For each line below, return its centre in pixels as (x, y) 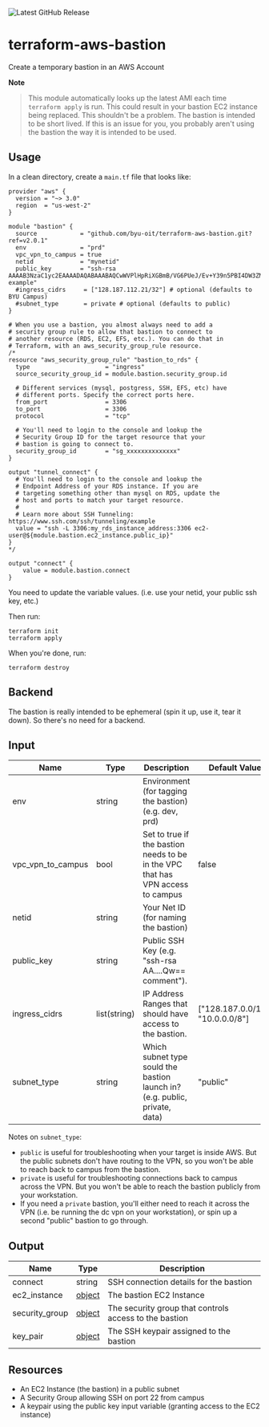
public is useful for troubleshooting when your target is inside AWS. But (138, 1153)
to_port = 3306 (71, 409)
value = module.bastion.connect (76, 570)
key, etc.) (24, 601)
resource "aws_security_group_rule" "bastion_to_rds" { (103, 360)
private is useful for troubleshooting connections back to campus (128, 1178)
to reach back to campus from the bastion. (90, 1170)
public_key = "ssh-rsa (66, 269)
